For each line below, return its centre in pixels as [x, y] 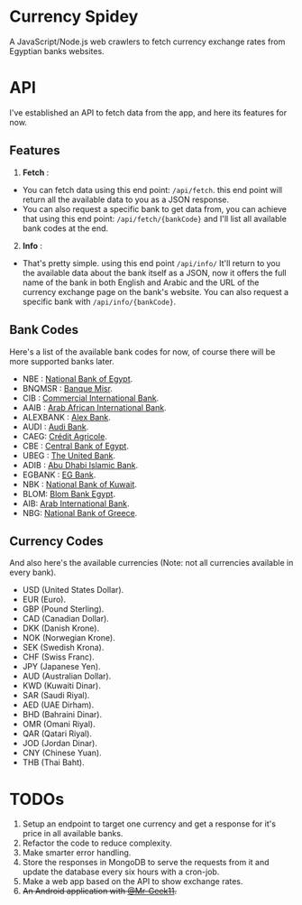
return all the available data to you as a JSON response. [126, 199]
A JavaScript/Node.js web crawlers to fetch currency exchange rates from [147, 42]
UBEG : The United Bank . [69, 455]
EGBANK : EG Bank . [59, 475]
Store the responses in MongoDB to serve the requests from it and [146, 863]
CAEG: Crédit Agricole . [65, 436]
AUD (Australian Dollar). [67, 676]
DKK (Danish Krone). [61, 628]
